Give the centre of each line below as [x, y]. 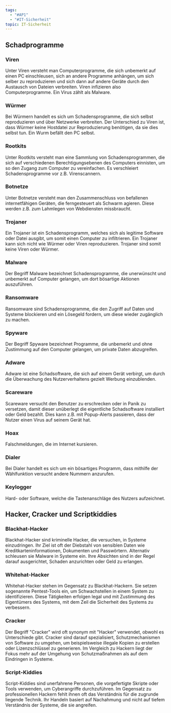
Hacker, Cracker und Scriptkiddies [61, 514]
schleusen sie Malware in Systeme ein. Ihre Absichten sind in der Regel [80, 556]
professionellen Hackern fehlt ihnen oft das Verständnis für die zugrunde [82, 694]
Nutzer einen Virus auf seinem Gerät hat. [48, 420]
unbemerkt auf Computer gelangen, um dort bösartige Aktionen [72, 279]
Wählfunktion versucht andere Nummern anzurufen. [60, 474]
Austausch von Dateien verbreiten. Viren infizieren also [63, 87]
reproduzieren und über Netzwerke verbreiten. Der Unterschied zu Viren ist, [85, 122]
